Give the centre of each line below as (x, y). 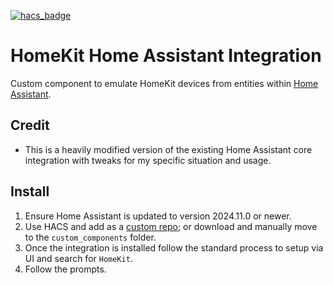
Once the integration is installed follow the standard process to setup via (174, 247)
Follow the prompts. (65, 269)
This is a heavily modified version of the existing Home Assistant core (168, 149)
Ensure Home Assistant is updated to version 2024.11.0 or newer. (158, 216)
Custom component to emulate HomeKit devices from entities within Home (164, 83)
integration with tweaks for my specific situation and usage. (148, 160)
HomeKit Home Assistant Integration (166, 56)
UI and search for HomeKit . (78, 258)
